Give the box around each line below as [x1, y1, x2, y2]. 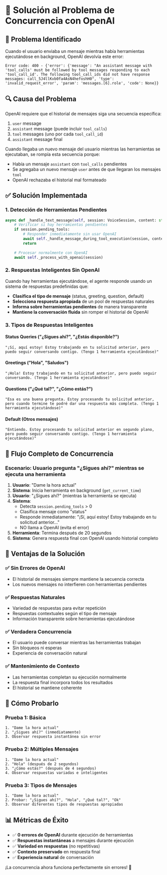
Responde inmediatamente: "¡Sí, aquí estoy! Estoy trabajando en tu [19, 514, 157, 520]
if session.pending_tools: [14, 227, 70, 232]
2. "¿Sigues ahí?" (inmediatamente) [5, 730, 81, 735]
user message [12, 120, 42, 126]
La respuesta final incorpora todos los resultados [12, 679, 113, 685]
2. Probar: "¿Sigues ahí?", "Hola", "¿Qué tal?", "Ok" [5, 797, 121, 803]
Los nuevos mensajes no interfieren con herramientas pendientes [12, 581, 147, 587]
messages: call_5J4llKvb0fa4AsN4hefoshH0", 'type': [5, 76, 114, 81]
